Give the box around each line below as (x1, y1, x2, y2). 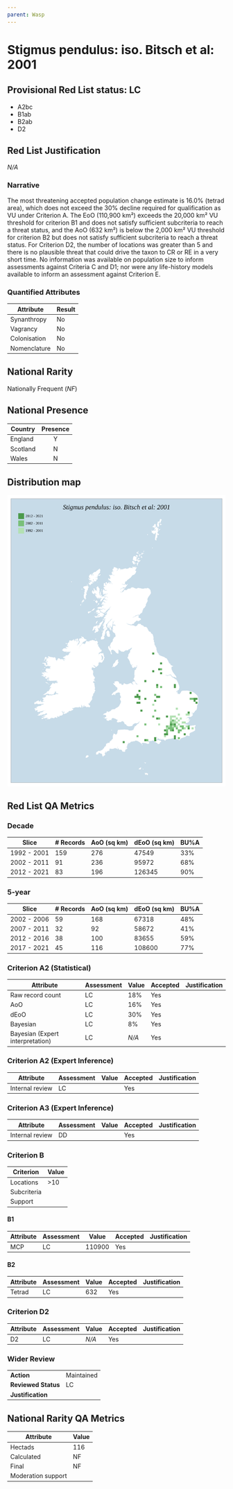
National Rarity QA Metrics (7, 1412, 125, 1425)
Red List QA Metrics (7, 800, 95, 811)
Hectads (10, 1443, 35, 1451)
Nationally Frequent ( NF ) (7, 384, 78, 393)
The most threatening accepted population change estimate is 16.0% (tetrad (7, 196, 225, 205)
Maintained (65, 1371, 98, 1379)
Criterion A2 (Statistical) (7, 963, 92, 972)
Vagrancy (10, 325, 38, 333)
